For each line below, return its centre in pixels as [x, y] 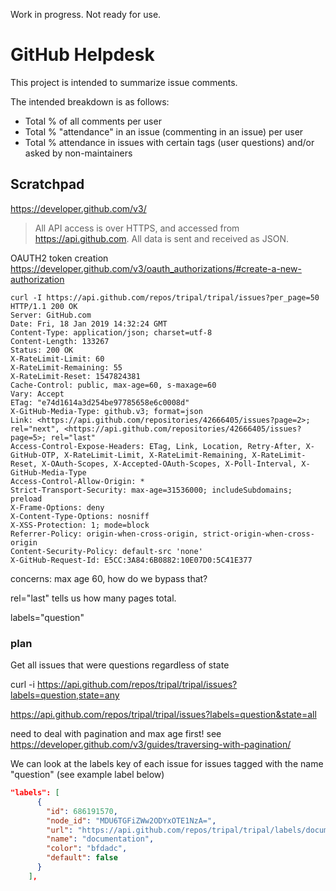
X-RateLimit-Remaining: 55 [66, 367]
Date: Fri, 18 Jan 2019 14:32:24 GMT [89, 324]
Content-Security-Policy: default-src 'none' [106, 551]
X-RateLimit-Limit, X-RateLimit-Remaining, [155, 455]
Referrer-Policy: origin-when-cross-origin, [104, 534]
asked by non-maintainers [78, 153]
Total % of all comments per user [93, 121]
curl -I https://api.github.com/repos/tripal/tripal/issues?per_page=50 [165, 297]
